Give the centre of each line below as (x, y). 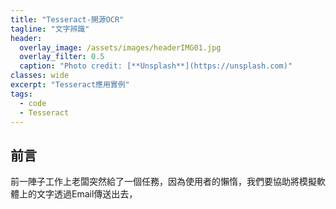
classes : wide (40, 76)
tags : (21, 94)
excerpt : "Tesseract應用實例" (70, 85)
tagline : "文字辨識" (50, 29)
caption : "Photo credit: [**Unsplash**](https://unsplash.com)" (156, 66)
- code (33, 103)
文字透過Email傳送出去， (87, 194)
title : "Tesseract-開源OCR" (67, 19)
